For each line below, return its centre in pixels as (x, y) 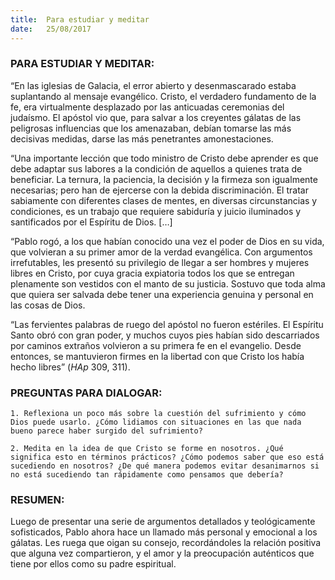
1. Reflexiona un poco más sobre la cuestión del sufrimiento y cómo (158, 414)
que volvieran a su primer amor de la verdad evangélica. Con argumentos (161, 252)
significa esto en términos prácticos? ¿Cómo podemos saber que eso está (167, 457)
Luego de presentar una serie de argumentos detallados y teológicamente (163, 522)
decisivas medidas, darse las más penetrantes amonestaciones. (142, 138)
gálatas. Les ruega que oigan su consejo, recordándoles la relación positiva (166, 543)
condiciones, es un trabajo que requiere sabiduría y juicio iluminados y (156, 211)
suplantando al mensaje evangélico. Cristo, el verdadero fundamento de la (163, 96)
